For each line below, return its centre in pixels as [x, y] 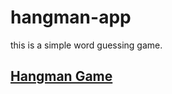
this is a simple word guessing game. [86, 45]
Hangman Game [61, 76]
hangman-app [71, 17]
